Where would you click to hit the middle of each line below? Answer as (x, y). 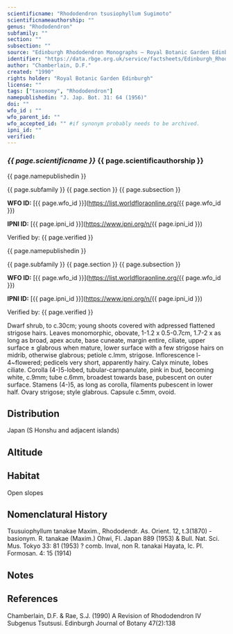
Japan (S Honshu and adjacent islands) (63, 430)
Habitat (24, 476)
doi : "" (18, 104)
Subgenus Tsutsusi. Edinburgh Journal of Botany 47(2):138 (92, 623)
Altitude (25, 452)
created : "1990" (31, 72)
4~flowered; (25, 362)
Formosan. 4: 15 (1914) (40, 553)
